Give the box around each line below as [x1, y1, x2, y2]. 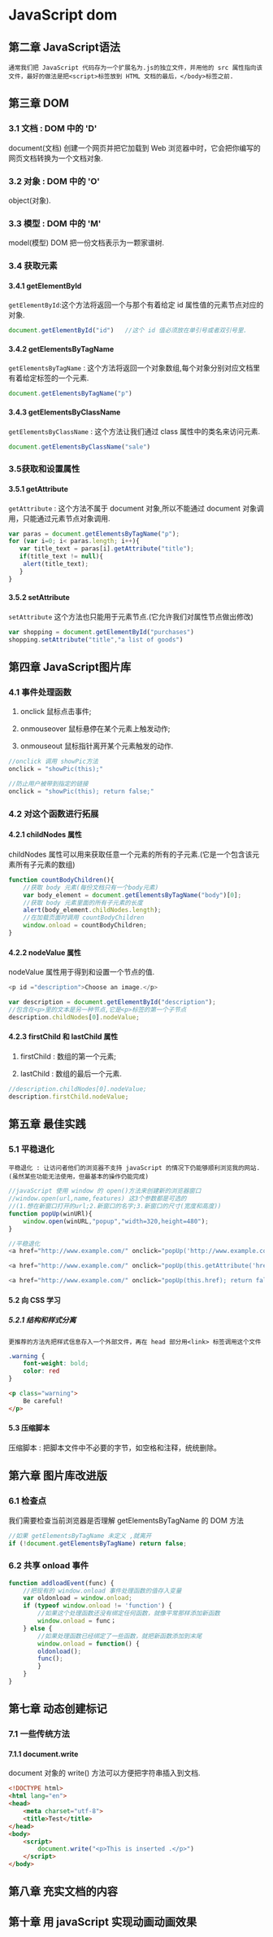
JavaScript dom [8, 6, 118, 24]
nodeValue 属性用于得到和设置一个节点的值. [8, 967, 155, 977]
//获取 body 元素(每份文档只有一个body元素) [23, 883, 159, 892]
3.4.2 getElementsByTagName [8, 344, 115, 353]
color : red [23, 1367, 60, 1375]
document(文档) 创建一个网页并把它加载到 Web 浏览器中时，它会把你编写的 [8, 142, 262, 152]
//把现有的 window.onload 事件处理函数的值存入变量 [23, 1586, 182, 1595]
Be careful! [23, 1396, 63, 1405]
